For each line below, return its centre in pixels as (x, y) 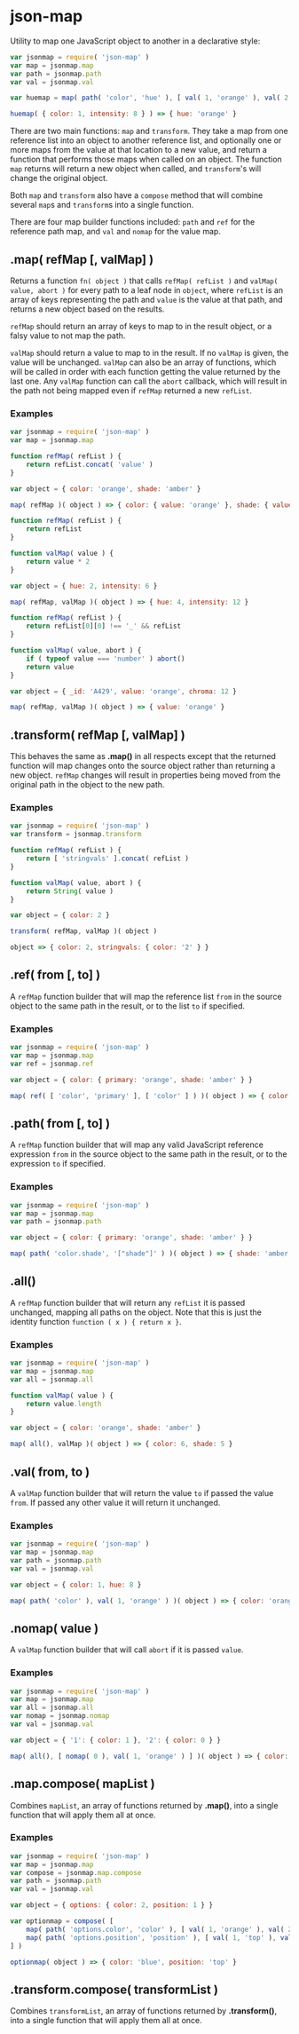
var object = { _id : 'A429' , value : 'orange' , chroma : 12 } (124, 691)
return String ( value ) (70, 891)
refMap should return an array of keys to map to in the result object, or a (141, 326)
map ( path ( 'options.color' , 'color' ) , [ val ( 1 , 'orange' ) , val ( (155, 1929)
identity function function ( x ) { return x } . (96, 1321)
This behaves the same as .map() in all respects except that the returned (143, 756)
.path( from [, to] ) (60, 1124)
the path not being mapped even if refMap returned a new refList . (131, 391)
